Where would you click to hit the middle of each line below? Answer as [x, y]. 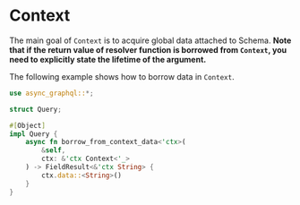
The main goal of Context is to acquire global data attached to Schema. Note [150, 40]
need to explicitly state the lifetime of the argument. [108, 59]
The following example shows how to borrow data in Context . [122, 76]
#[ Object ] [28, 125]
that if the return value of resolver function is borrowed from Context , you [148, 49]
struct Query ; [36, 109]
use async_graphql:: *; [51, 93]
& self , [54, 150]
